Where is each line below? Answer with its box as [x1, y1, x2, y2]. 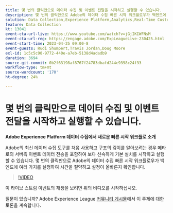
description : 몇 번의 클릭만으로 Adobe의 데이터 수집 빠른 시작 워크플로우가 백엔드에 [5, 12, 166, 17]
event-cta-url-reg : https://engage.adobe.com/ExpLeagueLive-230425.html [5, 37, 165, 42]
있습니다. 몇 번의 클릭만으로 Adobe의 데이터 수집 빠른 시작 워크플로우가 [16, 157, 160, 164]
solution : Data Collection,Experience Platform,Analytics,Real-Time [5, 17, 155, 22]
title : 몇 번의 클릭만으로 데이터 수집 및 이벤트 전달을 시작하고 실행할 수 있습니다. [5, 7, 162, 13]
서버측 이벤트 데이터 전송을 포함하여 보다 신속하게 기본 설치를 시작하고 [14, 151, 155, 157]
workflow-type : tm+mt [5, 65, 52, 70]
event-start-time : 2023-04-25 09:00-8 [5, 41, 89, 46]
